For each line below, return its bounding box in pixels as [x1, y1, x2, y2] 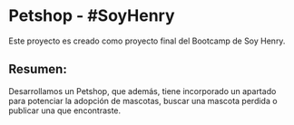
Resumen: [8, 62, 67, 77]
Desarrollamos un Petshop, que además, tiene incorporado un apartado [8, 85, 277, 96]
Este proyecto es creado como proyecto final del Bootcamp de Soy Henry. [8, 35, 286, 46]
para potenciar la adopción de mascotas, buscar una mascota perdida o [8, 95, 278, 106]
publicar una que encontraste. [8, 105, 122, 116]
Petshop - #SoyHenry [8, 5, 175, 26]
